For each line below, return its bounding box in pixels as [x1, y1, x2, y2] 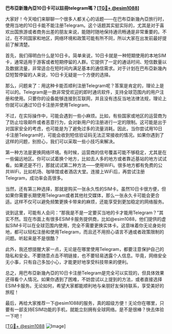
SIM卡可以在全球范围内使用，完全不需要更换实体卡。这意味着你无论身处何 [9, 223, 166, 228]
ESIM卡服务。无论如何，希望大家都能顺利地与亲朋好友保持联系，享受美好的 [5, 283, 164, 289]
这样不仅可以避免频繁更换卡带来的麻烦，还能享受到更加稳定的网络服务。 [14, 199, 167, 205]
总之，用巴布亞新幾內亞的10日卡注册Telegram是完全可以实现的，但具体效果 [5, 270, 165, 276]
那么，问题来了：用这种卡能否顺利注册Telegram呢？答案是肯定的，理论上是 [5, 83, 164, 89]
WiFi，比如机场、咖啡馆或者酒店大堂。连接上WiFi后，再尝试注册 [9, 169, 145, 174]
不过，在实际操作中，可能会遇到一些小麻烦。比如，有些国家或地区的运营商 [5, 113, 162, 119]
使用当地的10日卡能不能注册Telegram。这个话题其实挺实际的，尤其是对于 [5, 23, 160, 28]
